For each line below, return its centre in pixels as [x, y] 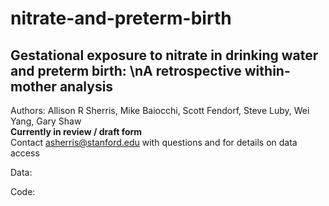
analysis [86, 86]
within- [267, 70]
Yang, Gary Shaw [46, 121]
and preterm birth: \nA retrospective [126, 70]
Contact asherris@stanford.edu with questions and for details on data [154, 142]
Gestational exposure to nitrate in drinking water [164, 55]
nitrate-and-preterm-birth [121, 18]
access [25, 153]
